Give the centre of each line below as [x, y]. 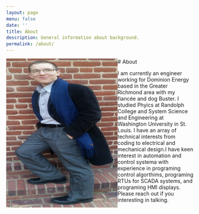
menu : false [21, 19]
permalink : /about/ [30, 44]
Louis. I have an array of [147, 130]
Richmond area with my [146, 92]
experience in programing [149, 168]
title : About [22, 32]
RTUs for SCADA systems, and [155, 181]
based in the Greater [143, 86]
